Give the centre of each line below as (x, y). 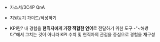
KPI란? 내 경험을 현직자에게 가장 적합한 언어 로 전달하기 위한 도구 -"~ (75, 28)
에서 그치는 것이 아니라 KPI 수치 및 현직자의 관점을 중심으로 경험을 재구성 (86, 34)
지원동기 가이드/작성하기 (33, 18)
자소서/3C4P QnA (27, 7)
